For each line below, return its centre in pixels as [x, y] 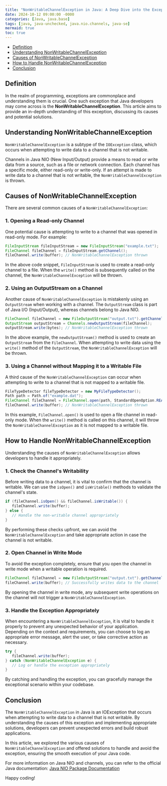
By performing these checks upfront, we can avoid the [61, 529]
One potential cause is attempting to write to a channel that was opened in [81, 232]
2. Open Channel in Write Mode [43, 553]
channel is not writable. [29, 540]
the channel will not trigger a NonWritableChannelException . [66, 597]
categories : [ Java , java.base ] [38, 19]
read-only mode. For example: [36, 237]
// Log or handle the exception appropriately [61, 665]
